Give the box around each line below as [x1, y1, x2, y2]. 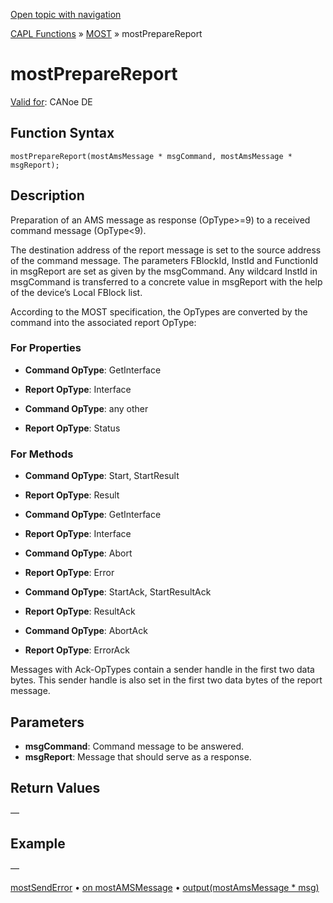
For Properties [10, 341, 82, 355]
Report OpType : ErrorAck [24, 644, 130, 656]
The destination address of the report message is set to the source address [10, 244, 322, 256]
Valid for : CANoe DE [10, 95, 93, 108]
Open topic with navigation [10, 9, 122, 20]
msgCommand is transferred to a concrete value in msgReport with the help [10, 275, 323, 288]
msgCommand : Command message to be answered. [24, 740, 245, 752]
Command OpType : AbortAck [24, 625, 148, 637]
